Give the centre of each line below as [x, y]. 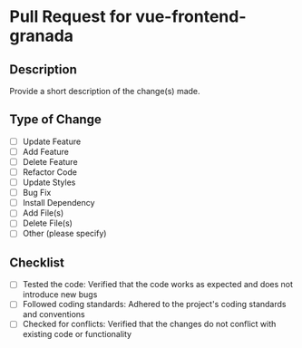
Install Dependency [58, 203]
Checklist [37, 262]
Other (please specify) [64, 234]
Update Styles [49, 182]
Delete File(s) [47, 223]
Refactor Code [49, 172]
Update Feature [52, 141]
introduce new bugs [60, 295]
